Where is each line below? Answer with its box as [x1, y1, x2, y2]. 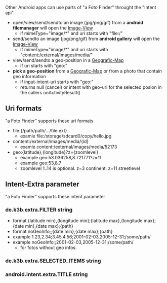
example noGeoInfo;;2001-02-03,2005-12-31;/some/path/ [12, 239, 134, 245]
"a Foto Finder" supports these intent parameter [5, 193, 105, 199]
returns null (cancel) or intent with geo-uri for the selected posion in [20, 84, 162, 90]
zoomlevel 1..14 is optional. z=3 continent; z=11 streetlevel [20, 165, 140, 171]
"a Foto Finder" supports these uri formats [5, 118, 94, 124]
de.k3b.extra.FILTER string [5, 206, 73, 213]
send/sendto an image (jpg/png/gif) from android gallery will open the [12, 36, 160, 42]
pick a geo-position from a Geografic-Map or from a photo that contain [12, 68, 162, 74]
